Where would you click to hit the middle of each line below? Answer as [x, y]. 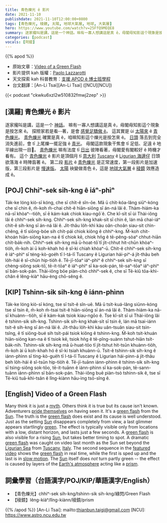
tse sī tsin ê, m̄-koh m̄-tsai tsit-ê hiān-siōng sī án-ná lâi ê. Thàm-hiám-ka [79, 310]
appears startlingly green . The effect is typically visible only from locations [82, 427]
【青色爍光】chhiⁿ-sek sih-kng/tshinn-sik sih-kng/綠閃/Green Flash [81, 493]
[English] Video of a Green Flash [56, 394]
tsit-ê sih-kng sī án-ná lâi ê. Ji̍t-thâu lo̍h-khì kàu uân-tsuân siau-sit [73, 327]
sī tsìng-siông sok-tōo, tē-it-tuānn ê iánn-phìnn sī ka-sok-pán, [69, 368]
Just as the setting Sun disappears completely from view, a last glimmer [79, 422]
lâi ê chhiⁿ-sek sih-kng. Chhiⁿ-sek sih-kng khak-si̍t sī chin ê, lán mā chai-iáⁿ [83, 220]
